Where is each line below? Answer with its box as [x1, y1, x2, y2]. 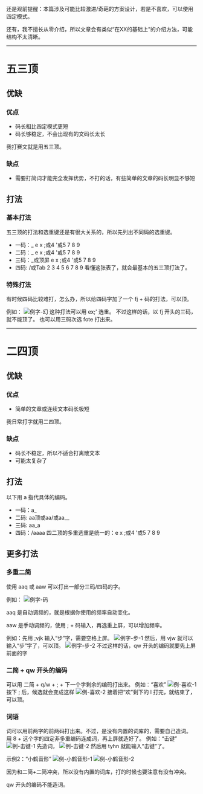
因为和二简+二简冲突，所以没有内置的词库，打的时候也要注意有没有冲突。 [6, 768, 190, 775]
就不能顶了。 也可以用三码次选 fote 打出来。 [6, 316, 116, 323]
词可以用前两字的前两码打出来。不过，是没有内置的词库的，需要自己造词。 [6, 728, 192, 735]
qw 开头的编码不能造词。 [6, 781, 68, 789]
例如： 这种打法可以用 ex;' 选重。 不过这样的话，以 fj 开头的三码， [6, 308, 196, 315]
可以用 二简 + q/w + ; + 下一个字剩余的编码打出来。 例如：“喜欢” [6, 681, 166, 688]
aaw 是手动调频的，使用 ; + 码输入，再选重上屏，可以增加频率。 [6, 621, 166, 628]
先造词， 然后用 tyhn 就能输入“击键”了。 [36, 743, 168, 750]
